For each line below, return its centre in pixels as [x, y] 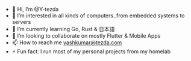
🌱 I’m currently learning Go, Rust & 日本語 [63, 29]
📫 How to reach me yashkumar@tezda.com [67, 42]
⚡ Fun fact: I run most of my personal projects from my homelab [91, 51]
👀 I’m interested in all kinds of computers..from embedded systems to [98, 16]
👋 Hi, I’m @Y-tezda [35, 9]
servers [21, 22]
